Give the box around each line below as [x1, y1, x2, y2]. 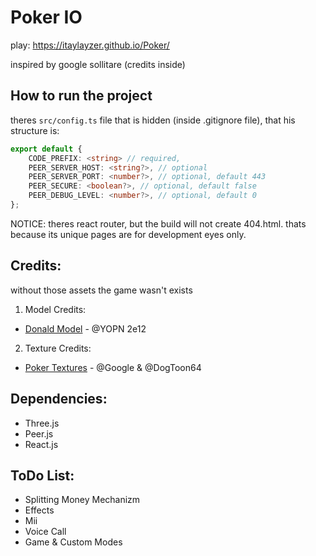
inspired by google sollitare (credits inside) [10, 58, 186, 70]
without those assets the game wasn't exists [10, 284, 193, 296]
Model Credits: [24, 303, 87, 315]
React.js [24, 438, 59, 450]
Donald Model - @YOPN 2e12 [24, 322, 147, 335]
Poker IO [10, 6, 83, 29]
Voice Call [24, 526, 67, 538]
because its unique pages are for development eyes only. [10, 228, 247, 240]
